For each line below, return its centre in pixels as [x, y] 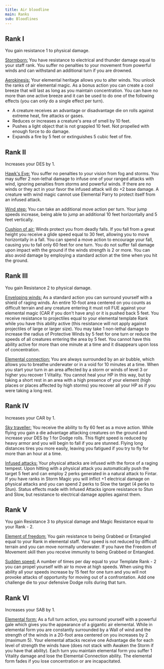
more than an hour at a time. [34, 454]
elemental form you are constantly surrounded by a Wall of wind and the [78, 630]
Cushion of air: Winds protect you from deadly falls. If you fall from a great [80, 229]
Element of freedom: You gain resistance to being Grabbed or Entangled [78, 536]
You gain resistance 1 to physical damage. [47, 51]
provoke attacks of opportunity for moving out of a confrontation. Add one [80, 577]
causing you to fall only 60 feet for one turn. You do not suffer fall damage [80, 245]
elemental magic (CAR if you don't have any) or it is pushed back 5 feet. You [82, 313]
